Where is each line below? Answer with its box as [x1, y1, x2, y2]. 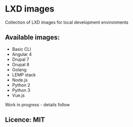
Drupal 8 [12, 61, 30, 67]
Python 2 [12, 82, 30, 88]
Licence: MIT [5, 116, 45, 124]
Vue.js [12, 92, 25, 98]
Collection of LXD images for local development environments [5, 19, 129, 25]
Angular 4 [12, 51, 32, 57]
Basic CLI [12, 46, 31, 52]
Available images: [5, 33, 60, 42]
